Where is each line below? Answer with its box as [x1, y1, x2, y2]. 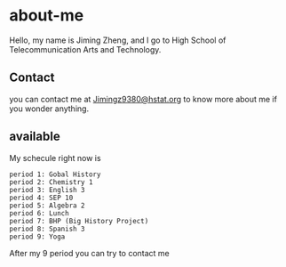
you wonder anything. [9, 103, 90, 114]
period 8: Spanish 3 [9, 224, 86, 233]
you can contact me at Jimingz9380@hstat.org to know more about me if [9, 93, 278, 104]
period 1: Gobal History [9, 170, 101, 179]
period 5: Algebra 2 [9, 201, 86, 210]
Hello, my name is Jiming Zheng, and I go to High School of [9, 35, 226, 45]
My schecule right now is [9, 152, 101, 163]
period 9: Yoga [9, 232, 66, 241]
